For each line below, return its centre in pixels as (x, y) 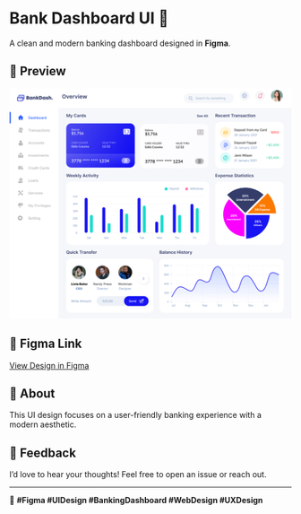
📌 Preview (38, 71)
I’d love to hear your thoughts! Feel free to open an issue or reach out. (138, 475)
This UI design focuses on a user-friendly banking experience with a (136, 415)
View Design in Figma (49, 365)
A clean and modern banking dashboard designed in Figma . (120, 43)
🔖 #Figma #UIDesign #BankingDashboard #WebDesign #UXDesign (136, 501)
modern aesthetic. (43, 424)
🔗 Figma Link (46, 344)
